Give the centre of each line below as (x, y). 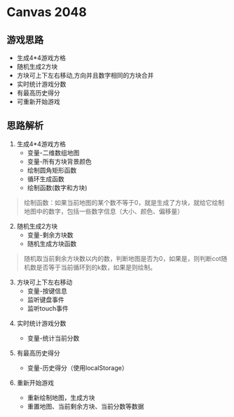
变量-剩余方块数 (50, 234)
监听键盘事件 (46, 299)
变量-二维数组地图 (53, 153)
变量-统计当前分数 (53, 338)
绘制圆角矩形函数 (52, 170)
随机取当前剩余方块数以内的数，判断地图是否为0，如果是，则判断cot (122, 258)
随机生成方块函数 (52, 243)
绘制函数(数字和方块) (57, 188)
